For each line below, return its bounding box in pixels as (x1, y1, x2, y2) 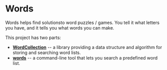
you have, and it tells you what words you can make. (5, 24, 115, 30)
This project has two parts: (5, 34, 61, 40)
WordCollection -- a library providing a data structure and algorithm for (12, 44, 162, 50)
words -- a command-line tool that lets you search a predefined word (12, 54, 158, 60)
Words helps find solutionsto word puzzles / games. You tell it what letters (5, 19, 160, 25)
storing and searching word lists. (12, 49, 81, 55)
